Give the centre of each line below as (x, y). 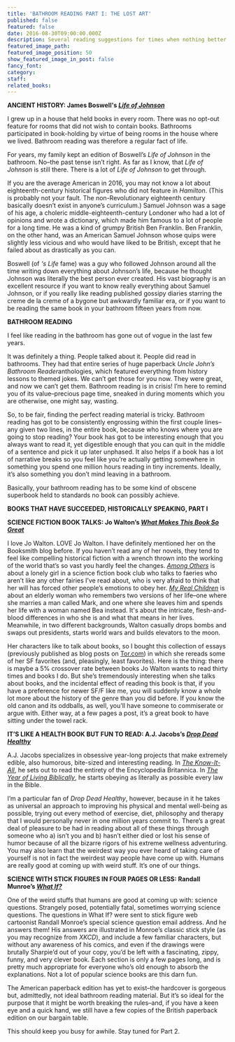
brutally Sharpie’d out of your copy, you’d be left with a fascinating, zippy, (113, 952)
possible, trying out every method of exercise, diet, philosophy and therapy (115, 814)
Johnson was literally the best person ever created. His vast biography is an (116, 279)
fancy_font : (24, 66)
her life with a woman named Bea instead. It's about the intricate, (101, 611)
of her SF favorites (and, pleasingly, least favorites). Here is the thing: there (115, 661)
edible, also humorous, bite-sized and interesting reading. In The (100, 763)
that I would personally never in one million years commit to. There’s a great (116, 821)
